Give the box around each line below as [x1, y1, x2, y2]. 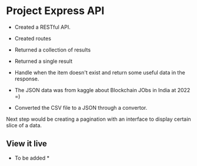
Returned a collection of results [14, 46, 91, 53]
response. [14, 75, 39, 82]
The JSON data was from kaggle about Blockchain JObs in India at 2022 [14, 86, 191, 93]
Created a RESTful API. [14, 23, 71, 31]
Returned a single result [14, 57, 73, 65]
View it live [6, 139, 47, 149]
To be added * [14, 154, 50, 161]
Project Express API [6, 4, 105, 18]
